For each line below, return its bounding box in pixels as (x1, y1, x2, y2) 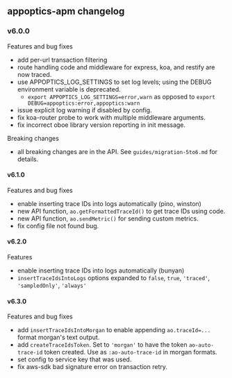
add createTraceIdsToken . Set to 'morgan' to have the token (17, 341, 188, 349)
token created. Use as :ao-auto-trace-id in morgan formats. (44, 348, 217, 356)
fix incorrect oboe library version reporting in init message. (17, 121, 186, 129)
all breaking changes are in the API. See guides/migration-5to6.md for (17, 147, 217, 155)
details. (17, 155, 39, 163)
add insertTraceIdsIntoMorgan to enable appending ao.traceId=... (17, 326, 211, 334)
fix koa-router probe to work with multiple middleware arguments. (17, 113, 206, 121)
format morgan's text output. (17, 333, 100, 342)
